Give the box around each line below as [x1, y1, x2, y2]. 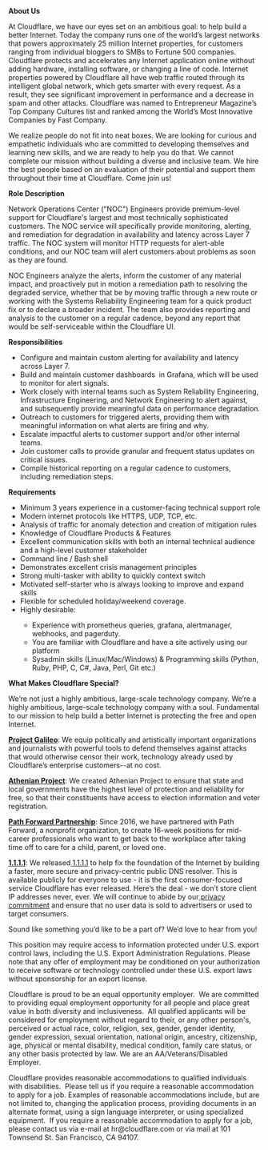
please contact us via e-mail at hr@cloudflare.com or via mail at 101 [8, 1124, 230, 1133]
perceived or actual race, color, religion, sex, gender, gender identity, [8, 1024, 236, 1033]
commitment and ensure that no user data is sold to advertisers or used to [8, 900, 253, 910]
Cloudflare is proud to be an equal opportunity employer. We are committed [8, 990, 260, 999]
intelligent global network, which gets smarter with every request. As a [8, 82, 242, 90]
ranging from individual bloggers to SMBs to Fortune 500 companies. [8, 47, 237, 57]
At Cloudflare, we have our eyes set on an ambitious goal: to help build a [8, 22, 247, 31]
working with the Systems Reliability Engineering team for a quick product [8, 296, 252, 306]
